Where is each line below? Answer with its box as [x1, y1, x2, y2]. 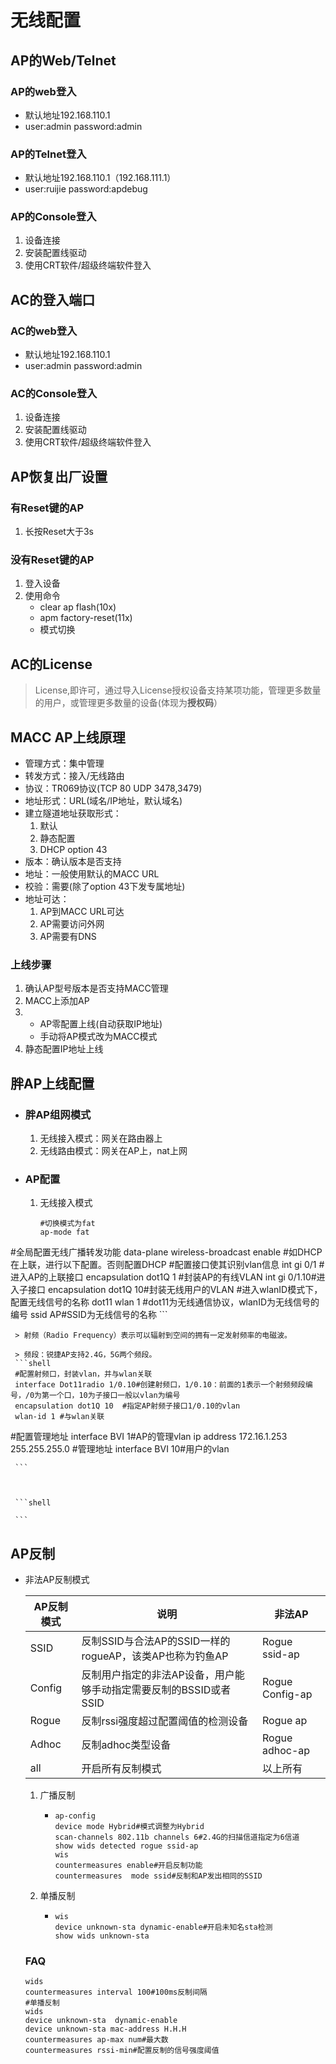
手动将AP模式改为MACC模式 [39, 1031, 158, 1043]
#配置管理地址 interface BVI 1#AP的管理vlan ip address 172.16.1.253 [10, 1431, 288, 1443]
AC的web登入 [10, 324, 78, 338]
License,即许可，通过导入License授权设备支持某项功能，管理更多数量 [34, 684, 322, 696]
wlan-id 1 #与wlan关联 [14, 1412, 105, 1422]
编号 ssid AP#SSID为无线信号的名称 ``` [10, 1309, 168, 1321]
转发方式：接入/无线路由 [24, 770, 125, 782]
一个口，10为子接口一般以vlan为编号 [48, 1391, 181, 1401]
